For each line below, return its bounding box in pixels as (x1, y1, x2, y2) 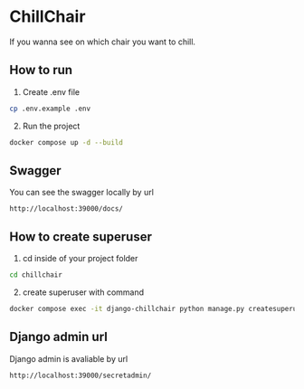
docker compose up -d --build (9, 138, 124, 147)
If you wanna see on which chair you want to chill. (9, 36, 196, 47)
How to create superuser (9, 229, 152, 244)
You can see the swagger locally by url (9, 187, 154, 198)
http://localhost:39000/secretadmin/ (9, 371, 152, 380)
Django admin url (9, 329, 109, 345)
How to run (9, 62, 73, 78)
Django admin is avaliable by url (9, 353, 128, 364)
